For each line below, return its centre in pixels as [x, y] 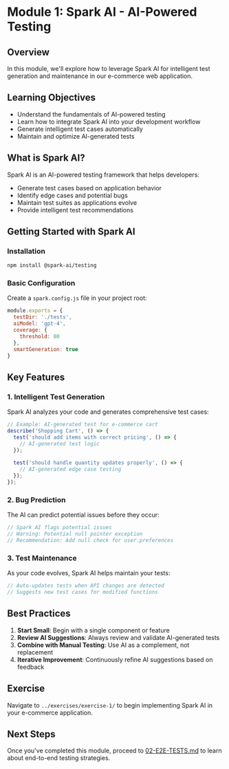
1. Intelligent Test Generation [56, 397]
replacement [35, 652]
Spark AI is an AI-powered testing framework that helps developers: [103, 174]
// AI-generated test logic [59, 443]
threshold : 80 [40, 336]
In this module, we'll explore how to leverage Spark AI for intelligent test [109, 69]
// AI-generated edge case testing [70, 470]
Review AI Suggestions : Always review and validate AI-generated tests [118, 637]
